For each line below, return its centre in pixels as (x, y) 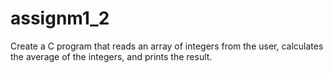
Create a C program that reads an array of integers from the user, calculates (167, 46)
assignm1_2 (60, 18)
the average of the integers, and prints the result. (111, 56)
